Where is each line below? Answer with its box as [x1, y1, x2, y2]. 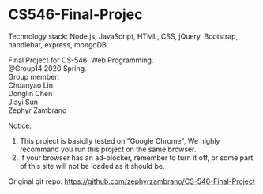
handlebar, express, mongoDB [8, 39, 107, 49]
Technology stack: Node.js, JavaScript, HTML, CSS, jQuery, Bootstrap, [8, 32, 239, 41]
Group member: [8, 72, 60, 81]
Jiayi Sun [8, 97, 38, 106]
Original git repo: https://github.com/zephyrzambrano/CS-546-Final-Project [8, 176, 255, 186]
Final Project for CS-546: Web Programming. [8, 55, 154, 65]
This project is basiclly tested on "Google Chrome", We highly [19, 136, 220, 145]
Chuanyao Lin [8, 80, 54, 90]
